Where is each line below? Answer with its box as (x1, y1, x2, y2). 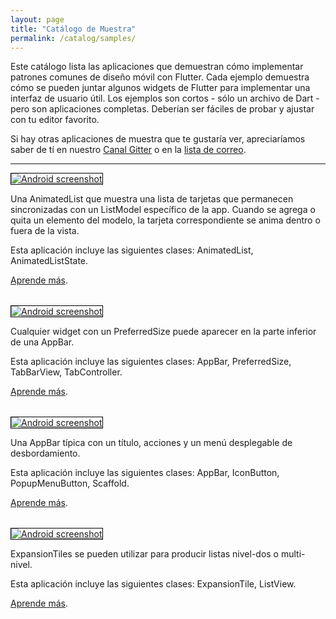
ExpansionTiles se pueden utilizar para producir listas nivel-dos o (10, 548, 280, 560)
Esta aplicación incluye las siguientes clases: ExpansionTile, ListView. (10, 578, 297, 590)
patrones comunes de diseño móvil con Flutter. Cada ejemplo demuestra (10, 71, 310, 83)
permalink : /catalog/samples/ (10, 33, 137, 43)
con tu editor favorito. (10, 114, 100, 126)
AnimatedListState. (10, 255, 89, 267)
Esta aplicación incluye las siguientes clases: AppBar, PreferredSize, (10, 356, 292, 368)
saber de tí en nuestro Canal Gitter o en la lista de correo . (10, 144, 247, 156)
